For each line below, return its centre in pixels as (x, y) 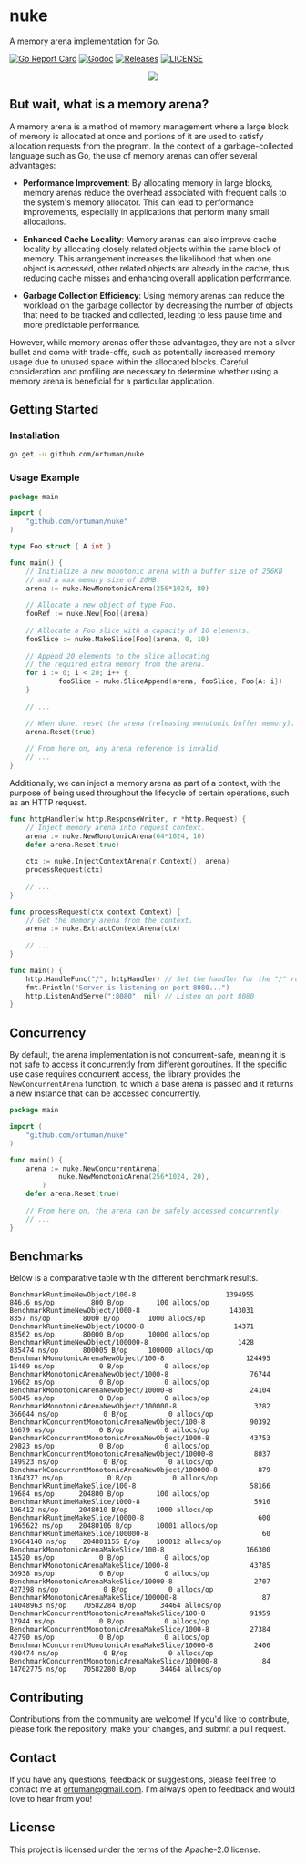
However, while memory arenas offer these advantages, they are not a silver (153, 342)
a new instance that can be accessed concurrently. (106, 1093)
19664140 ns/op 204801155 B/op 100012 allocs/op (116, 1542)
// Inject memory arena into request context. (116, 827)
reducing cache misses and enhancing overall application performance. (157, 278)
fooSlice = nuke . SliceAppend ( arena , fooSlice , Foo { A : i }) (170, 681)
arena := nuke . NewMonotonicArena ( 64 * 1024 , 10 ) (116, 836)
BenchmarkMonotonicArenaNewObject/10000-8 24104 (140, 1390)
